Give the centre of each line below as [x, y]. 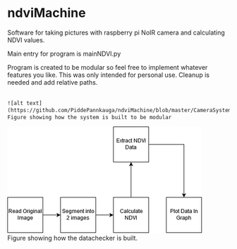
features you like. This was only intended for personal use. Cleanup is [109, 75]
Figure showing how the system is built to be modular [90, 117]
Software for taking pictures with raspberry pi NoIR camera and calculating [116, 32]
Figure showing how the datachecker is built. [73, 238]
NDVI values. [26, 40]
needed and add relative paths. [53, 82]
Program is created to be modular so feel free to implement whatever [108, 67]
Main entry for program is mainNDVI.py [64, 54]
